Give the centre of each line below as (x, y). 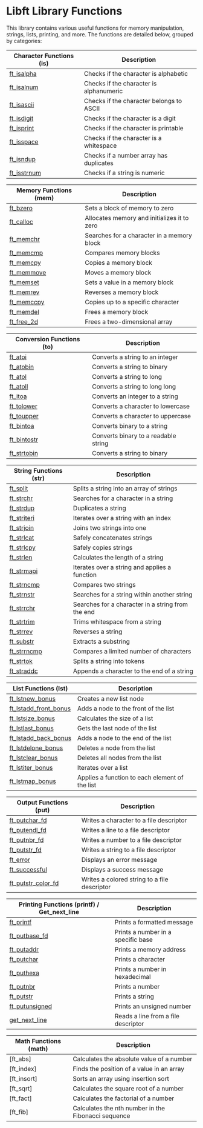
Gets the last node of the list (117, 728)
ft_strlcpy (23, 547)
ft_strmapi (24, 571)
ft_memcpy (25, 262)
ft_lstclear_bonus (34, 758)
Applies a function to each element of (130, 777)
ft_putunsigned (31, 1006)
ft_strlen (21, 557)
